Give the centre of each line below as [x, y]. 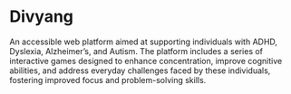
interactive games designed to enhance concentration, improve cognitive [146, 61]
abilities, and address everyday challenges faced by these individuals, [140, 70]
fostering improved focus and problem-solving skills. [108, 80]
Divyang [42, 17]
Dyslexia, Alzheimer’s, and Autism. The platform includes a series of [136, 51]
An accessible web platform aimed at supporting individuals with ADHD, [144, 42]
